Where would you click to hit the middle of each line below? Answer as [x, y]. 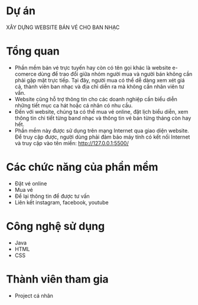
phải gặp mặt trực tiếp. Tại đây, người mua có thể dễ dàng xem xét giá [100, 80]
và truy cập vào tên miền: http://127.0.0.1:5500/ [72, 143]
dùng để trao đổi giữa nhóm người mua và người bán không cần [115, 74]
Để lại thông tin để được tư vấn [52, 196]
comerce [25, 74]
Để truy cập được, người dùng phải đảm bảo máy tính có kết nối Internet [102, 137]
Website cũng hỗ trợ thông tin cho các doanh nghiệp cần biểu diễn [96, 99]
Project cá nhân [34, 296]
